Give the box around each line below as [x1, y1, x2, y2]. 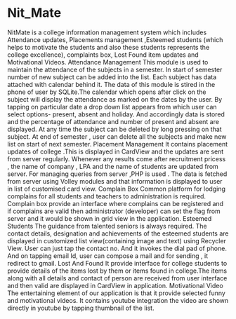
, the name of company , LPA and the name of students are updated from [7, 162, 219, 170]
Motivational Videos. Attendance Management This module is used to [7, 57, 209, 66]
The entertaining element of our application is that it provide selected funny [7, 289, 226, 297]
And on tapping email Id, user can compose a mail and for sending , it [7, 251, 209, 260]
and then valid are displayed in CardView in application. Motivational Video [7, 281, 223, 290]
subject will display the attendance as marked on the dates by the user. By [7, 95, 223, 103]
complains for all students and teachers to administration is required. [7, 191, 206, 201]
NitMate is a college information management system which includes [7, 28, 207, 36]
